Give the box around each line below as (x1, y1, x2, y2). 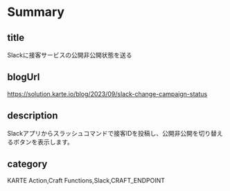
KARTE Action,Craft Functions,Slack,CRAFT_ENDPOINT (7, 176, 165, 185)
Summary (7, 4, 64, 20)
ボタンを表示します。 (12, 138, 74, 146)
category (7, 158, 48, 170)
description (7, 110, 58, 122)
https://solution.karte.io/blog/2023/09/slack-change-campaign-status (7, 89, 208, 98)
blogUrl (7, 71, 40, 83)
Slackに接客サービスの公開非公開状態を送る (7, 51, 132, 59)
